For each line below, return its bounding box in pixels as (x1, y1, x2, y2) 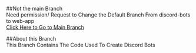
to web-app (6, 18, 35, 24)
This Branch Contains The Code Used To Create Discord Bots (6, 41, 155, 48)
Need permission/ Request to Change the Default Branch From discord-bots (6, 11, 191, 18)
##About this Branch (6, 35, 57, 42)
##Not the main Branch (6, 5, 63, 12)
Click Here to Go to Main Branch (6, 24, 84, 31)
